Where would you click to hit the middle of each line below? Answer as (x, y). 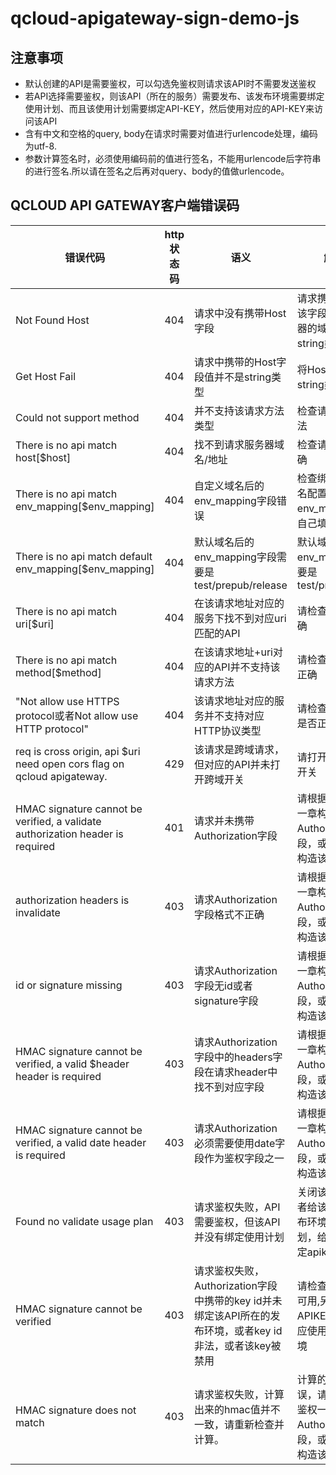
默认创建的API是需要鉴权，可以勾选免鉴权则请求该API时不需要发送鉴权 (170, 83)
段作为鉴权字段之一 (239, 1158)
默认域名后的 (224, 542)
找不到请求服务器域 (239, 444)
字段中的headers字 (238, 1057)
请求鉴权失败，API (237, 1207)
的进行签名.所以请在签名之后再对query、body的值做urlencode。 (157, 171)
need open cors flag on (70, 764)
